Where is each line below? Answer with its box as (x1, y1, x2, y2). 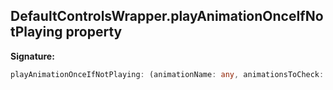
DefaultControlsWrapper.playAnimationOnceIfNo (10, 8, 324, 25)
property (65, 24, 123, 41)
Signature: (10, 50, 55, 62)
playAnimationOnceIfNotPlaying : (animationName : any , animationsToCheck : (10, 69, 325, 79)
